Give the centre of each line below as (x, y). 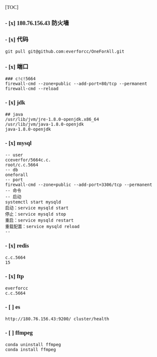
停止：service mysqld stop (36, 214)
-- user (14, 155)
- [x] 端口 (17, 67)
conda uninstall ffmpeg (33, 344)
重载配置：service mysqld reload (42, 226)
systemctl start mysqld (33, 202)
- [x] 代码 (17, 40)
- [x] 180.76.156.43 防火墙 (37, 23)
